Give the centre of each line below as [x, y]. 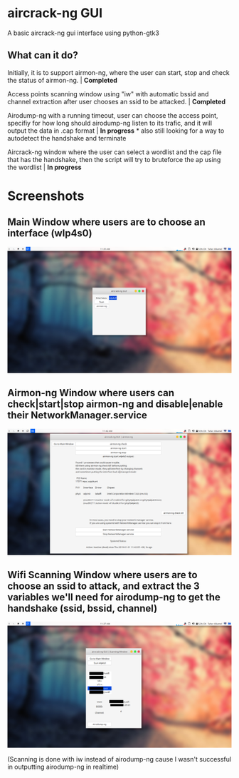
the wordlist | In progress [44, 167]
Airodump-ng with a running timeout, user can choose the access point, [113, 115]
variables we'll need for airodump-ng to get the [114, 597]
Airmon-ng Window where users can [91, 393]
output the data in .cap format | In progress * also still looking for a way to [116, 131]
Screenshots [46, 196]
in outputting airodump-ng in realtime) [63, 767]
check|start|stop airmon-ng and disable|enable [115, 404]
